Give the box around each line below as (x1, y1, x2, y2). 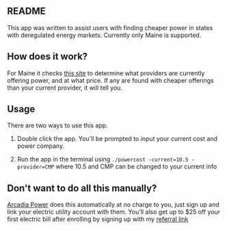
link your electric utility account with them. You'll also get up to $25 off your (7, 208, 221, 216)
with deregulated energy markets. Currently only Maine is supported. (7, 31, 202, 39)
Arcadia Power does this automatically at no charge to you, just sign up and (7, 201, 220, 209)
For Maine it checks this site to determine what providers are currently (7, 68, 205, 77)
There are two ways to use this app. (7, 121, 108, 129)
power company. (16, 142, 65, 150)
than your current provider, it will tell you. (7, 84, 123, 92)
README (7, 5, 46, 17)
